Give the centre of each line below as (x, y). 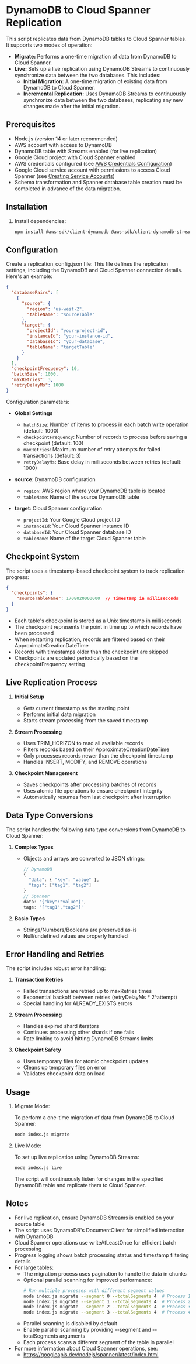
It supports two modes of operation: (49, 45)
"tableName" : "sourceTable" (61, 314)
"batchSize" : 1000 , (35, 374)
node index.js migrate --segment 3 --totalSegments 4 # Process (104, 1312)
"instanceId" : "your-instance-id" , (70, 336)
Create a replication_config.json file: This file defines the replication (87, 264)
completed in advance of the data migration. (68, 189)
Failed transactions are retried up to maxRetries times (87, 991)
